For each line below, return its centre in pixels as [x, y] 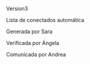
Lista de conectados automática [45, 20]
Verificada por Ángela [33, 43]
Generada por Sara [29, 31]
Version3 [17, 9]
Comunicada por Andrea [36, 55]
